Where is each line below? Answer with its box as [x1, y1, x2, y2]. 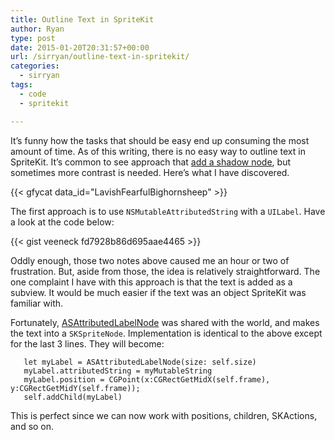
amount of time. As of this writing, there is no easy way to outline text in [10, 145, 306, 157]
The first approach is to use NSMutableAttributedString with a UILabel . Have [10, 205, 326, 217]
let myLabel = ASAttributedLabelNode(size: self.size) [23, 357, 257, 367]
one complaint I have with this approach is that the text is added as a [10, 276, 293, 288]
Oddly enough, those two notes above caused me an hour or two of [10, 254, 290, 266]
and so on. [10, 420, 55, 432]
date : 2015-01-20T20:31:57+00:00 [10, 42, 150, 53]
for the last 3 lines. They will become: [10, 337, 165, 350]
